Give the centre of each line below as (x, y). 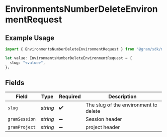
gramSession (22, 119)
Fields (15, 83)
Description (123, 96)
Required (70, 96)
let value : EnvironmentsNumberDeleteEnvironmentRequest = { (69, 58)
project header (103, 127)
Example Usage (30, 38)
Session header (104, 119)
